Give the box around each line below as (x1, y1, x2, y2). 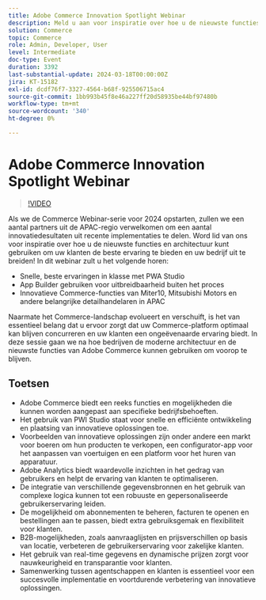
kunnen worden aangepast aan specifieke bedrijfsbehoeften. (19, 406, 219, 416)
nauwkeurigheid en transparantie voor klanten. (19, 557, 173, 567)
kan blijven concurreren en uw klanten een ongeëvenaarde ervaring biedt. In (8, 328, 258, 338)
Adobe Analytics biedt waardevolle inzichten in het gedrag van (19, 465, 225, 475)
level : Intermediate (8, 48, 77, 56)
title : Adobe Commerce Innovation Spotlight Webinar (8, 11, 186, 20)
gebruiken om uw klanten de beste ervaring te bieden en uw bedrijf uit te (8, 247, 246, 257)
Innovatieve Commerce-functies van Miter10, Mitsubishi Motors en (19, 288, 237, 298)
